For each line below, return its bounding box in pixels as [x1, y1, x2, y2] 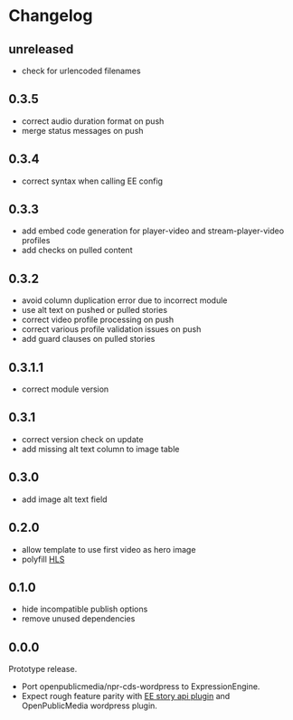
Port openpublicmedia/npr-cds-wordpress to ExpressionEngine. [21, 681, 260, 692]
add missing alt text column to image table [21, 443, 180, 454]
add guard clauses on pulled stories [21, 334, 156, 345]
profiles [21, 235, 51, 246]
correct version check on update [21, 433, 144, 444]
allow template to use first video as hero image [21, 544, 196, 554]
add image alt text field [21, 494, 108, 505]
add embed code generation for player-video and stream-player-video [21, 225, 285, 236]
